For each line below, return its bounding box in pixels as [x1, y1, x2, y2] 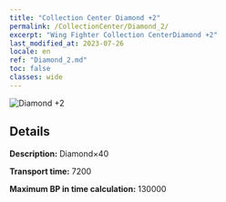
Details [9, 124, 50, 139]
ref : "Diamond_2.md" [9, 56, 88, 65]
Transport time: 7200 [9, 166, 92, 177]
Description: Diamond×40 [9, 147, 109, 159]
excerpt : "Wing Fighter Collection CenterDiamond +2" [9, 30, 219, 39]
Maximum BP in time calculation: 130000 [9, 183, 167, 194]
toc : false [9, 65, 51, 74]
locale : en [9, 47, 51, 56]
